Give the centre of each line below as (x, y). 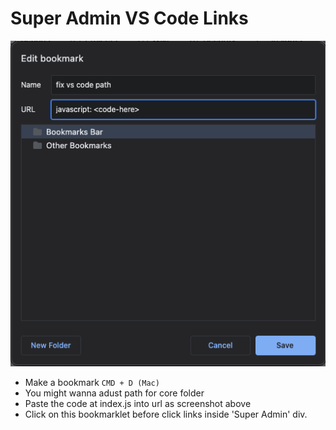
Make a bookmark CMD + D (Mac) (92, 382)
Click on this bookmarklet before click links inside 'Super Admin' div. (166, 414)
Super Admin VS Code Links (129, 18)
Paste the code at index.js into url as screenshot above (138, 403)
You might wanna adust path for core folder (114, 393)
